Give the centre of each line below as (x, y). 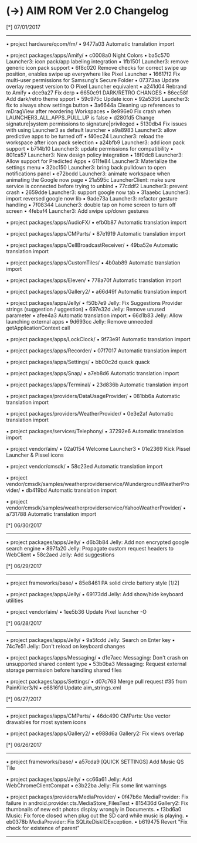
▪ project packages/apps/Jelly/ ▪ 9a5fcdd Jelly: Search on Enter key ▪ (91, 640)
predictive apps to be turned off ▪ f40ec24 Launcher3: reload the (85, 136)
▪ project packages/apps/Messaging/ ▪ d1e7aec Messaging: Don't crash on (97, 657)
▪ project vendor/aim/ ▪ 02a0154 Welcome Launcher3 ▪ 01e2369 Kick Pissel (98, 448)
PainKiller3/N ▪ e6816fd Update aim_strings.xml (64, 688)
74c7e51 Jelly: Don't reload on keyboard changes (66, 646)
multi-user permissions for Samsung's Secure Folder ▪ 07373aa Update (93, 80)
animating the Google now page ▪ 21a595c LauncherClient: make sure (91, 179)
